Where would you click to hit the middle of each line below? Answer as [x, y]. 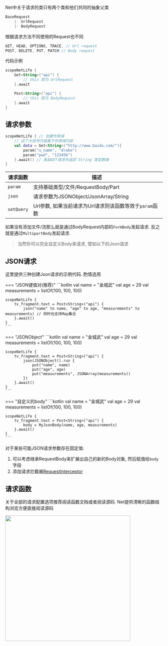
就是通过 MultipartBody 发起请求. [38, 233]
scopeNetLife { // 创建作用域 [35, 136]
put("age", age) [49, 370]
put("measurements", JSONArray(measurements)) [81, 374]
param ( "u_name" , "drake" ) [50, 150]
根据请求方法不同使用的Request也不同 [44, 36]
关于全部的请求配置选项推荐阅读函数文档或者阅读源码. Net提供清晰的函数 [80, 502]
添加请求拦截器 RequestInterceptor [48, 472]
